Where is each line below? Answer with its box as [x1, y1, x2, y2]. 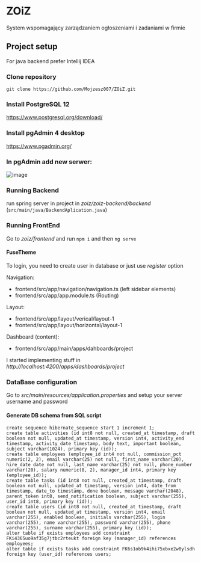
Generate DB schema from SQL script [6, 411, 102, 419]
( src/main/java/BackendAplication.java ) [6, 206, 107, 214]
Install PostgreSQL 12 [6, 100, 70, 108]
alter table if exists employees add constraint [6, 531, 131, 537]
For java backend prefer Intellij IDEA [6, 57, 95, 64]
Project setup [6, 42, 58, 52]
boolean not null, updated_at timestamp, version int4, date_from [6, 483, 176, 489]
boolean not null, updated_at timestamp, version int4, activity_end [6, 435, 185, 441]
